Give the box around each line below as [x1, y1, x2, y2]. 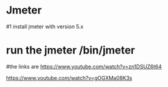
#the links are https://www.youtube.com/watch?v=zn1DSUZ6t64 [6, 63, 162, 70]
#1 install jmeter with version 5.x [6, 23, 84, 30]
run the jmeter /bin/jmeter [6, 43, 135, 57]
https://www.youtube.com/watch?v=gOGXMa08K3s [6, 74, 132, 81]
